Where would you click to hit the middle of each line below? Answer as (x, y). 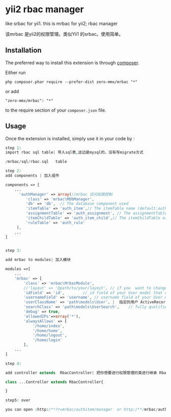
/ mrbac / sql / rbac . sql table (36, 162)
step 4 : (13, 363)
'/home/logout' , (50, 335)
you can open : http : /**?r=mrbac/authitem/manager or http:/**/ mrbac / (82, 410)
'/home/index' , (49, 326)
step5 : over (18, 400)
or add (12, 91)
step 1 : (13, 148)
